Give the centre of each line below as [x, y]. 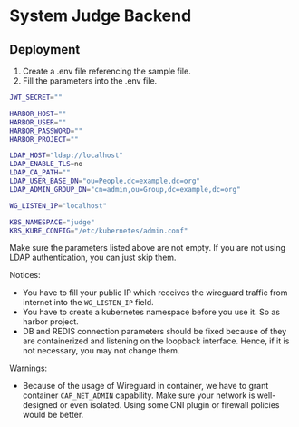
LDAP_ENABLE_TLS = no [46, 164]
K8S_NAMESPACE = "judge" [52, 222]
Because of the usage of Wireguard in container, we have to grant [145, 386]
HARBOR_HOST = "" [38, 114]
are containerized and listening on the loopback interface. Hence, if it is [156, 341]
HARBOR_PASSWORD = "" [46, 131]
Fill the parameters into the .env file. [90, 81]
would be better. [53, 415]
